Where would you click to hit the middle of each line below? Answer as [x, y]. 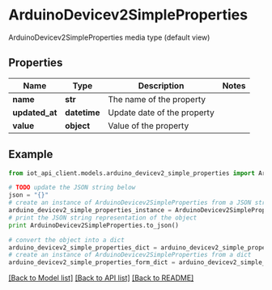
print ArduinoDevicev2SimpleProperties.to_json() [94, 225]
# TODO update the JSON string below [72, 188]
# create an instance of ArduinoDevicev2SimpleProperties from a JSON [130, 203]
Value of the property [149, 126]
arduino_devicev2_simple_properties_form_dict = [92, 262]
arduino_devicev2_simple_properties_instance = [90, 211]
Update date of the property [161, 113]
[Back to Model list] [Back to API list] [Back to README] [101, 278]
